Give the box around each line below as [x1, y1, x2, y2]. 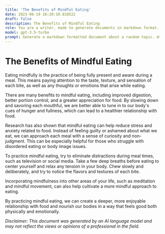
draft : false [5, 16, 32, 21]
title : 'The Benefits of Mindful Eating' [5, 7, 91, 12]
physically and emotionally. [5, 208, 60, 214]
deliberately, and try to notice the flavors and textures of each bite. [5, 168, 140, 175]
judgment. [5, 138, 26, 144]
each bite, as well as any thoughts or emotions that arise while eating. [5, 82, 146, 88]
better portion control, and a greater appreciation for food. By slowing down [5, 97, 159, 103]
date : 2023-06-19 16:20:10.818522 [5, 12, 76, 17]
